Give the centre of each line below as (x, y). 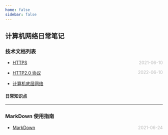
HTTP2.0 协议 (27, 73)
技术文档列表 (21, 51)
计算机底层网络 (28, 83)
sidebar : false (21, 14)
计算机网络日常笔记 (35, 36)
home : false (17, 10)
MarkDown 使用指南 (30, 116)
